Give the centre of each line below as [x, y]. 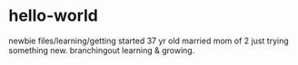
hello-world [54, 16]
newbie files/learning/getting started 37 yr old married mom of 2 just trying [149, 41]
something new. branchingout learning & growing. [102, 50]
